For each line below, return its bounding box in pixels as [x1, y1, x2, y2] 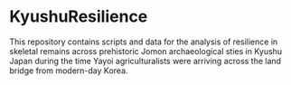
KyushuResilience [9, 6, 148, 27]
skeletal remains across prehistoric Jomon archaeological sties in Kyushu [9, 45, 283, 56]
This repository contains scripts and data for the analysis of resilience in [9, 36, 278, 47]
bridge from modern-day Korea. [9, 65, 128, 76]
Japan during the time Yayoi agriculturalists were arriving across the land [9, 55, 282, 66]
